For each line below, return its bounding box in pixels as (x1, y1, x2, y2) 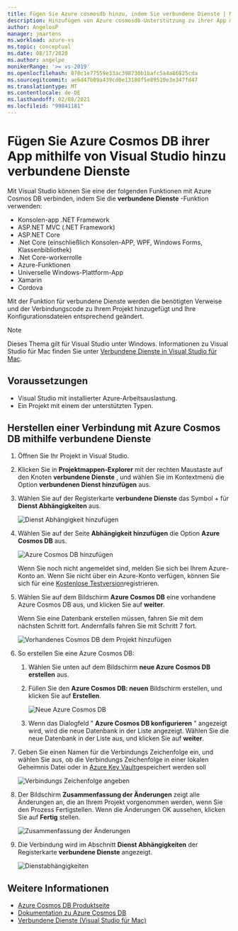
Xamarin (17, 276, 42, 284)
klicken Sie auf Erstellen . (28, 692, 101, 700)
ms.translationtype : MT (7, 83, 78, 90)
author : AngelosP (7, 23, 59, 30)
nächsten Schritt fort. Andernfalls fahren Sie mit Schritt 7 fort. (17, 621, 197, 631)
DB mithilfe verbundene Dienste (7, 433, 151, 445)
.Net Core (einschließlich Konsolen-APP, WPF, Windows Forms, (17, 238, 203, 247)
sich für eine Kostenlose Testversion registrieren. (17, 579, 159, 588)
